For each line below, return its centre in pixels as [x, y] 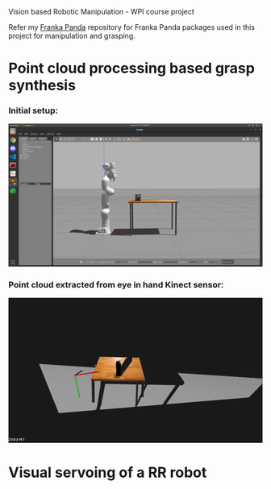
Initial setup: [33, 110]
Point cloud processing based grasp [132, 68]
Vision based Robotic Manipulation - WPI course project [102, 12]
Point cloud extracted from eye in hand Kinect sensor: [116, 284]
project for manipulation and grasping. [72, 36]
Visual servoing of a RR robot [108, 472]
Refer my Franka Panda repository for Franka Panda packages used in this [132, 27]
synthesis [42, 86]
